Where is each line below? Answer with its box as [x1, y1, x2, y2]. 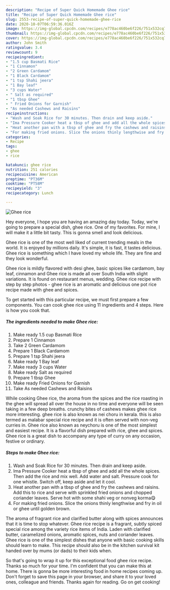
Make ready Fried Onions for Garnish [13, 380, 90, 386]
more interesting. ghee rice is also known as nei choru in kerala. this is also [6, 411, 161, 417]
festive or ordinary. [6, 438, 45, 444]
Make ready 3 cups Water [13, 364, 67, 370]
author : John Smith [6, 40, 47, 46]
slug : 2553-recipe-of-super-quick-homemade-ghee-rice [6, 17, 122, 22]
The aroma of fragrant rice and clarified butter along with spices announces [6, 515, 163, 521]
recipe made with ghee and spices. [6, 286, 79, 292]
